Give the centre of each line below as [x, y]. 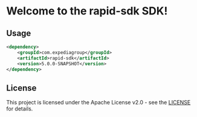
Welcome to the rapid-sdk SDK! [87, 11]
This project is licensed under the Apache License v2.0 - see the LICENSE [98, 103]
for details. [20, 109]
